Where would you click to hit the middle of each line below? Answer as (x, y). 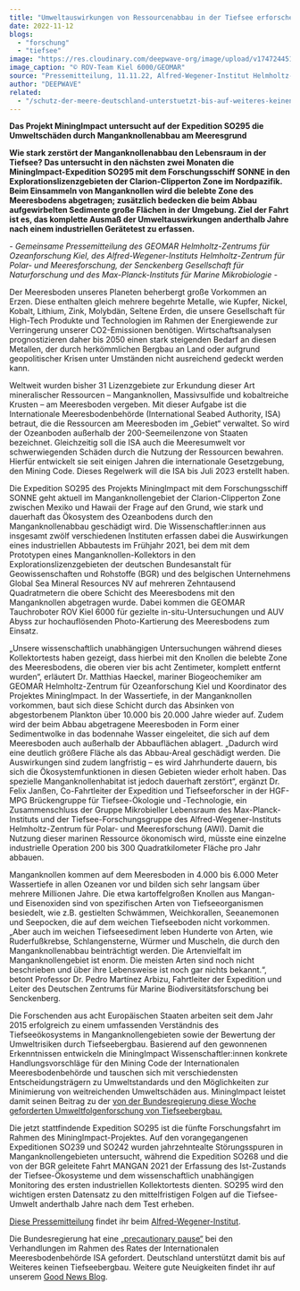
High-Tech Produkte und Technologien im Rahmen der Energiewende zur (144, 321)
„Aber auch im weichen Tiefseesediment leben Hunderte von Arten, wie (142, 932)
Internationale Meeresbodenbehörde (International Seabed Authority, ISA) (145, 414)
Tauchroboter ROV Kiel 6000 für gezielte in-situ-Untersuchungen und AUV (146, 612)
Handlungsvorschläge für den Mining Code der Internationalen (124, 1063)
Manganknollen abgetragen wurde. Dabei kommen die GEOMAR (127, 603)
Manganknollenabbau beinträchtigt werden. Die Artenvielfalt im (125, 951)
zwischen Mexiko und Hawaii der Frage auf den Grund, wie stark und (136, 507)
